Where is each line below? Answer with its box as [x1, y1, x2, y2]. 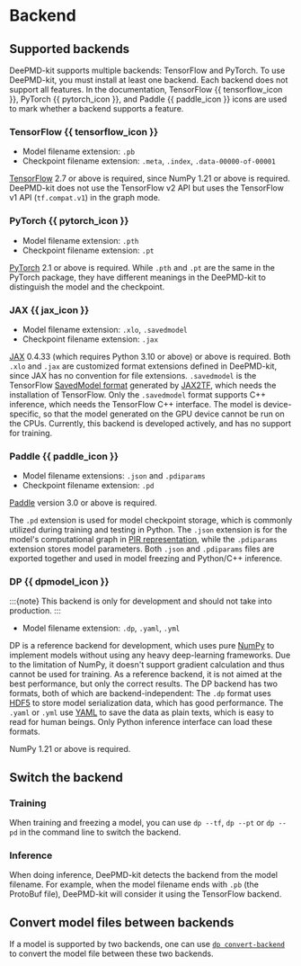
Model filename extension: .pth [22, 235, 139, 246]
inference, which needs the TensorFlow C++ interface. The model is [9, 398, 262, 409]
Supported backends [9, 41, 130, 57]
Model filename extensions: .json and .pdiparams [22, 470, 206, 481]
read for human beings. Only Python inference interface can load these [9, 717, 272, 728]
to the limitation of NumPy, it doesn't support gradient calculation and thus [9, 659, 285, 670]
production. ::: [9, 605, 61, 616]
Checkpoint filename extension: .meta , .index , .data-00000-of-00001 [22, 156, 276, 166]
